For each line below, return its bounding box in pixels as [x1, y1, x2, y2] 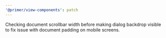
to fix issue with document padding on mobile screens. [5, 26, 120, 33]
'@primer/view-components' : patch [5, 7, 79, 13]
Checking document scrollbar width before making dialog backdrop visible [5, 21, 161, 27]
